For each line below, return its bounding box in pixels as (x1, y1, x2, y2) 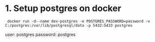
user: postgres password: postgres (5, 31, 76, 37)
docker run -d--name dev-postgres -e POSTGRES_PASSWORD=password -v (7, 19, 151, 24)
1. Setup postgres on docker (5, 3, 122, 14)
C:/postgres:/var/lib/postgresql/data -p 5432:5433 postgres (5, 23, 133, 28)
